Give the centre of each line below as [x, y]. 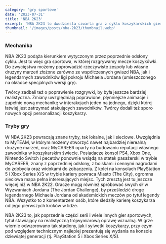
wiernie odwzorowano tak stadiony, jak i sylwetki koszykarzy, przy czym [79, 226]
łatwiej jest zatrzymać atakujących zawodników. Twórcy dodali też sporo [79, 108]
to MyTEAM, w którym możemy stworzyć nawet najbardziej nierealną [76, 142]
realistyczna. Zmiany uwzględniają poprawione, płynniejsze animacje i [77, 98]
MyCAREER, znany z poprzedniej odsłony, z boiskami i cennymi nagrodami [81, 163]
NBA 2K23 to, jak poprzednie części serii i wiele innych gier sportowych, [79, 215]
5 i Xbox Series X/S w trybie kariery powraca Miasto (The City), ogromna [79, 174]
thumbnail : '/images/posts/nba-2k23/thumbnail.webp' [61, 28]
